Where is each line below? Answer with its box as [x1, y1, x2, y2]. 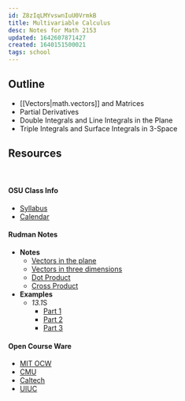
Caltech [19, 376, 46, 385]
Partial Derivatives [19, 107, 80, 116]
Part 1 [43, 306, 61, 316]
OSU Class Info [8, 186, 59, 195]
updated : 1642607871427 [8, 33, 87, 42]
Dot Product [31, 273, 71, 282]
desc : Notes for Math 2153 [8, 26, 97, 34]
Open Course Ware [8, 341, 72, 350]
